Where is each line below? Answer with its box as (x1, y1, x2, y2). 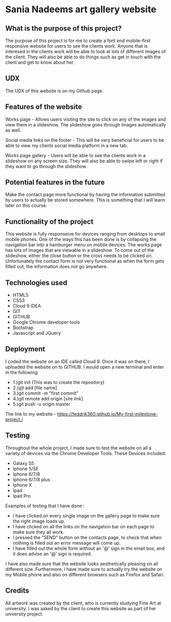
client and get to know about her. (5, 59, 75, 65)
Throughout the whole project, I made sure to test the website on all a (5, 444, 152, 451)
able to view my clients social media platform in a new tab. (5, 142, 128, 148)
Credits (5, 586, 30, 595)
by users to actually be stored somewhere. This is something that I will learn (5, 197, 165, 203)
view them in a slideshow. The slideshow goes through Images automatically (5, 121, 166, 127)
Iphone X (12, 482, 32, 488)
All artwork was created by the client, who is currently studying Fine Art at (5, 600, 161, 606)
